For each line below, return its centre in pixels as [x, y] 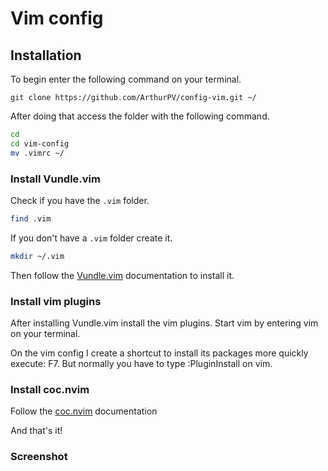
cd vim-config [40, 143]
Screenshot [39, 457]
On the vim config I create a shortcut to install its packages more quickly [159, 353]
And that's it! [36, 431]
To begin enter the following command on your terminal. [126, 79]
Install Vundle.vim [55, 179]
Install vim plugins [56, 301]
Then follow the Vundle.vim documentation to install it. [122, 275]
